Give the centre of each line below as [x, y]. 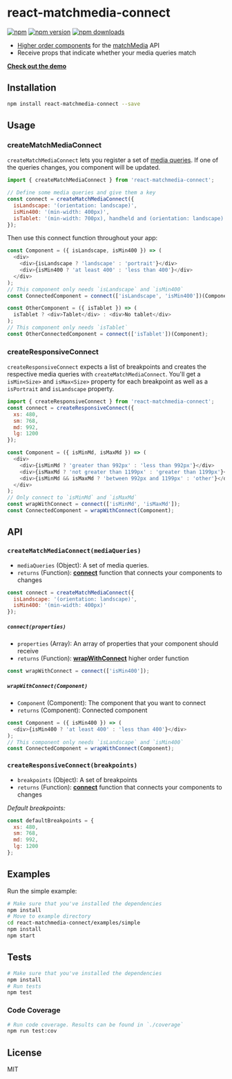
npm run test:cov [32, 1031]
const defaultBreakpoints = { [51, 820]
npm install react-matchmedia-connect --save [74, 104]
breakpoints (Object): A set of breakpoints [77, 779]
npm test [20, 992]
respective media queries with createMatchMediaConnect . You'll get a [104, 374]
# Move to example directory [49, 916]
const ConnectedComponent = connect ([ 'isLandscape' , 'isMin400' [101, 296]
